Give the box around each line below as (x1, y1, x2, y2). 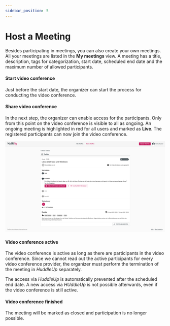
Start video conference (5, 75, 55, 81)
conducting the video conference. (5, 92, 76, 98)
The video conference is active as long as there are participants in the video (5, 250, 164, 256)
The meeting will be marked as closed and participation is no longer (5, 310, 147, 316)
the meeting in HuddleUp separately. (5, 267, 82, 273)
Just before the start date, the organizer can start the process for (5, 86, 142, 92)
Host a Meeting (5, 30, 71, 42)
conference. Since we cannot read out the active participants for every (5, 255, 153, 262)
